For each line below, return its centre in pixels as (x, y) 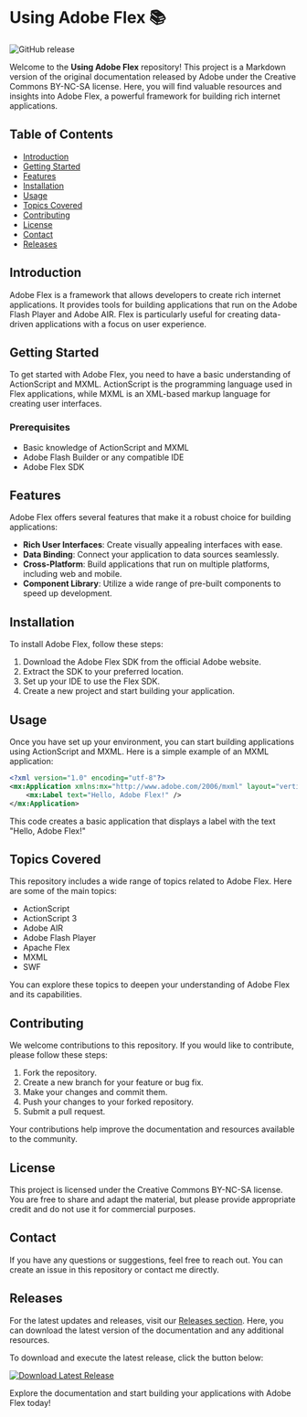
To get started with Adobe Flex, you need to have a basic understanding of (150, 375)
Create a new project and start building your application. (129, 691)
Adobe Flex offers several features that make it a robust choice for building (150, 517)
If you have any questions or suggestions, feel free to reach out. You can (146, 1260)
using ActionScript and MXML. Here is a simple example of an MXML (139, 751)
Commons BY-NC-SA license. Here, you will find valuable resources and (146, 86)
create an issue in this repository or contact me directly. (114, 1269)
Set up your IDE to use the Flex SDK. (91, 681)
